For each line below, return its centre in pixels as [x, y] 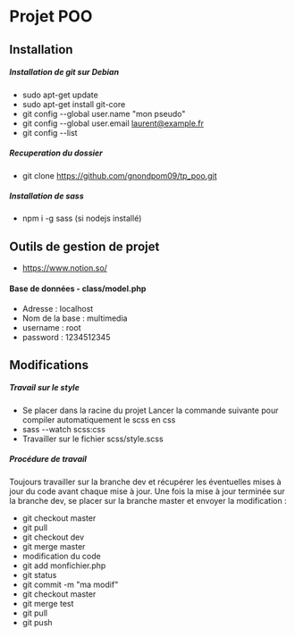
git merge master [54, 546]
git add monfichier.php [64, 566]
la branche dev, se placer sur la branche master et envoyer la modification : [148, 500]
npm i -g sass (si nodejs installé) [82, 218]
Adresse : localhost [58, 308]
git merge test [48, 603]
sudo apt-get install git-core [74, 104]
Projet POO [51, 17]
